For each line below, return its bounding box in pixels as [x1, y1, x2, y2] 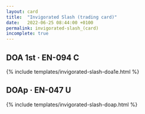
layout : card [6, 8, 38, 15]
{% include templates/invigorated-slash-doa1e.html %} [6, 68, 140, 75]
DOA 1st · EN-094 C [6, 53, 80, 63]
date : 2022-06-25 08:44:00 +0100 [6, 19, 94, 25]
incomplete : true [6, 31, 49, 37]
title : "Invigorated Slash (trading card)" [6, 14, 117, 20]
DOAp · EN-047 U [6, 85, 71, 95]
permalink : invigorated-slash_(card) [6, 25, 99, 31]
